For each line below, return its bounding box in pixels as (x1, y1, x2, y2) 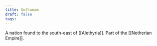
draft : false (5, 12, 32, 17)
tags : (5, 16, 16, 21)
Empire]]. (5, 35, 24, 41)
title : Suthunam (5, 7, 39, 12)
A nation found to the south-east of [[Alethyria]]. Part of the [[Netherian (5, 30, 152, 36)
